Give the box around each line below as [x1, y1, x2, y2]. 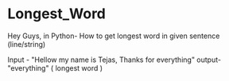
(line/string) [7, 39, 46, 48]
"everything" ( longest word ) [7, 63, 103, 72]
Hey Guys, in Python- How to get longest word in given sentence [7, 31, 220, 40]
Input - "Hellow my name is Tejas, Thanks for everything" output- [7, 55, 222, 64]
